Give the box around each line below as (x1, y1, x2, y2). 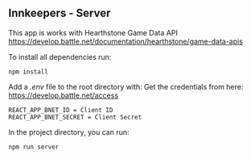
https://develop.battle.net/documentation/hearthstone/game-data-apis (8, 36, 244, 46)
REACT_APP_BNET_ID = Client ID (8, 106, 113, 114)
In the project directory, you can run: (8, 127, 130, 136)
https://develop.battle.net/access (8, 90, 119, 100)
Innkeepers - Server (8, 6, 111, 20)
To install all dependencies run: (8, 52, 112, 61)
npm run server (8, 143, 60, 151)
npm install (8, 68, 48, 76)
